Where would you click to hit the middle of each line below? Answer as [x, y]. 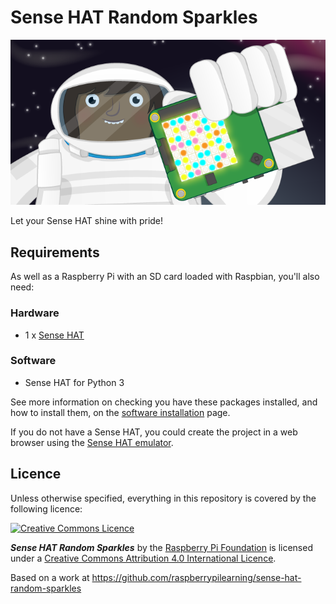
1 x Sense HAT [54, 335]
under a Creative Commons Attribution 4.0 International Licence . [143, 558]
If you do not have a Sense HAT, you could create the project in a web [154, 432]
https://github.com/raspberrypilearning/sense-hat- [196, 577]
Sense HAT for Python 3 [74, 382]
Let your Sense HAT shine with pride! [87, 221]
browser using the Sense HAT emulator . [92, 442]
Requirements [55, 252]
